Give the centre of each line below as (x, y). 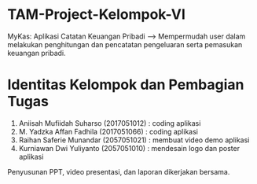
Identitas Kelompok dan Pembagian (126, 85)
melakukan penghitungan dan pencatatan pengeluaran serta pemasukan (125, 44)
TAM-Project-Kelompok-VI (97, 15)
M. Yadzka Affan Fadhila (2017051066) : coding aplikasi (108, 131)
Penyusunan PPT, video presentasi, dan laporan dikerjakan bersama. (119, 171)
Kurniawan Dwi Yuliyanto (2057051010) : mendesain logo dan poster (129, 148)
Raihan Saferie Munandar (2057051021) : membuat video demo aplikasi (134, 140)
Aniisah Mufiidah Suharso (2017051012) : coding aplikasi (110, 123)
